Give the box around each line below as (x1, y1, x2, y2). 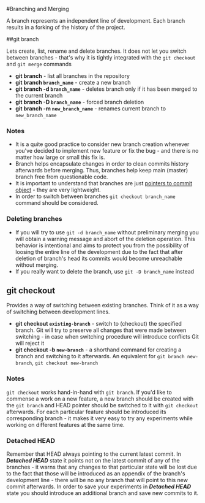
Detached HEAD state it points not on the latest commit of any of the (6, 457, 180, 464)
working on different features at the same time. (6, 421, 125, 428)
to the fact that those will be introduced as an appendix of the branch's (6, 470, 185, 477)
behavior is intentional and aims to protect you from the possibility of (15, 242, 188, 249)
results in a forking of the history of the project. (6, 24, 125, 31)
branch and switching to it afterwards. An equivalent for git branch (15, 353, 185, 360)
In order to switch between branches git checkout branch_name (15, 193, 176, 200)
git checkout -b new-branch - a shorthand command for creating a (15, 346, 182, 353)
